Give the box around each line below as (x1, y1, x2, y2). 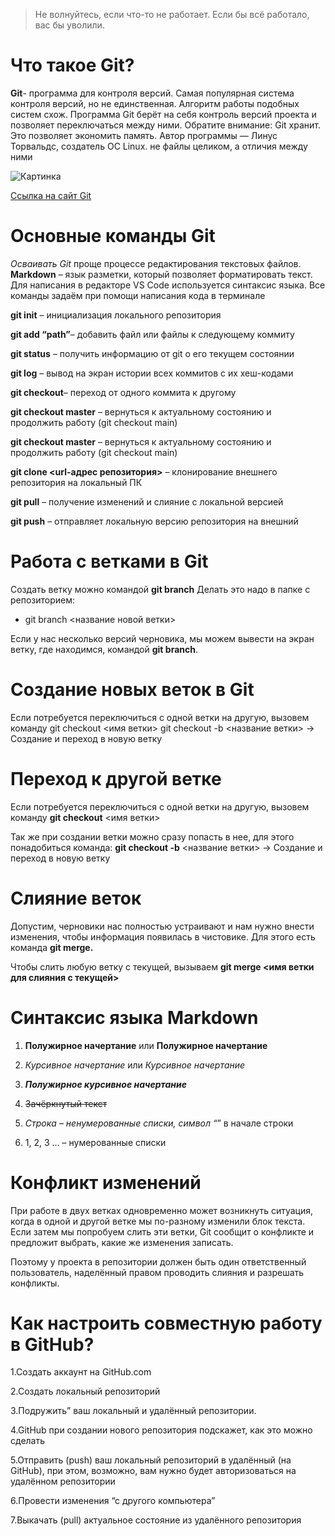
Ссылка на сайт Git (10, 189, 92, 201)
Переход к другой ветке (10, 767, 222, 790)
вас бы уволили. (34, 19, 105, 31)
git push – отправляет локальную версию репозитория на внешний (10, 515, 299, 527)
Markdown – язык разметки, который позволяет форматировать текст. (10, 268, 313, 280)
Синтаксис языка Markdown (10, 1006, 259, 1029)
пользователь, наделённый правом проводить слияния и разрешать (10, 1266, 305, 1278)
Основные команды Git (10, 225, 216, 248)
